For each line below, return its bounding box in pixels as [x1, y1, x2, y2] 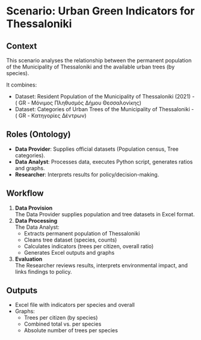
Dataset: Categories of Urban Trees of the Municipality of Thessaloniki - [14, 106, 194, 112]
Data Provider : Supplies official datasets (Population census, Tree [14, 145, 179, 153]
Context [6, 41, 37, 51]
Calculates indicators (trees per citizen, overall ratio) [23, 242, 154, 250]
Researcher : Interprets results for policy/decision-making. [14, 171, 159, 178]
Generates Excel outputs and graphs [23, 249, 115, 256]
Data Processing [14, 217, 58, 224]
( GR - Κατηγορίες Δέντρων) [14, 112, 87, 119]
